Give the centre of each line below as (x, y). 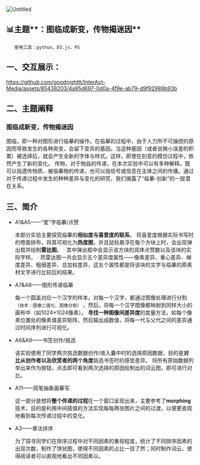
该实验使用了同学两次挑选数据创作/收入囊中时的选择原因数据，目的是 (99, 353)
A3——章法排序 (34, 429)
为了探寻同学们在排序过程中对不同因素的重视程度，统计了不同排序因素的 (103, 441)
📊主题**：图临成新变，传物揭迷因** (74, 30)
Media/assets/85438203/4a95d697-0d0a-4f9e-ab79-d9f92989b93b (92, 88)
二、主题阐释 (30, 108)
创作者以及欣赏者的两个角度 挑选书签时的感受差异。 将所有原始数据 (107, 360)
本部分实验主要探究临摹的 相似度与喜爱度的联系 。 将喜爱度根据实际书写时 (104, 235)
